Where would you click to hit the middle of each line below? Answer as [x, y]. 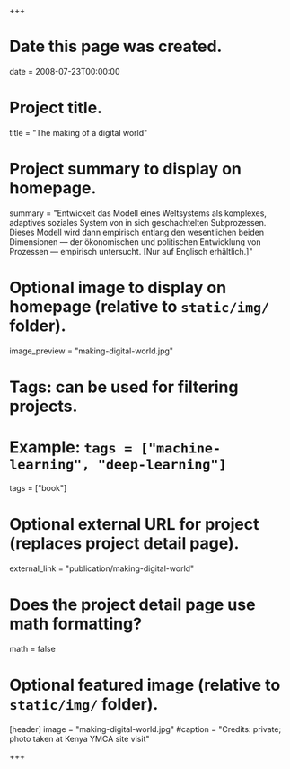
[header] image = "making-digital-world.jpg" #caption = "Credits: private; [145, 729]
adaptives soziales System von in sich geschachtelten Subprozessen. [138, 222]
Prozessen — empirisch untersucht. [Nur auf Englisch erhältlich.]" [131, 251]
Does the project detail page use [132, 604]
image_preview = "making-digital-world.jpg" [91, 351]
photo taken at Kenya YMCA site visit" [79, 738]
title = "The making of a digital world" [79, 132]
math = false [32, 648]
